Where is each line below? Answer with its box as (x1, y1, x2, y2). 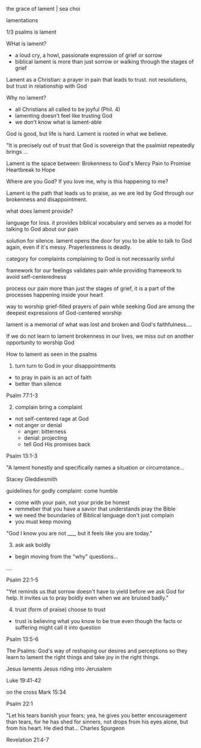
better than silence (14, 380, 62, 387)
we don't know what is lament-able (14, 118, 102, 126)
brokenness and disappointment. (6, 196, 88, 203)
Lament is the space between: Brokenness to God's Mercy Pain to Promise (6, 160, 191, 167)
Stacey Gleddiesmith (6, 476, 58, 482)
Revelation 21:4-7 (6, 736, 49, 743)
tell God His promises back (23, 441, 91, 448)
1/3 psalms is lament (6, 28, 57, 35)
